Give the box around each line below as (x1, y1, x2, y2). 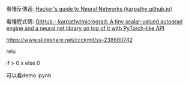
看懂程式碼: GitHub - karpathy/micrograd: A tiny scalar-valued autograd (6, 18, 183, 25)
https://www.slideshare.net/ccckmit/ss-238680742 (6, 37, 133, 43)
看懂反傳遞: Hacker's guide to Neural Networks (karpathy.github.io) (6, 5, 173, 12)
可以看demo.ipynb (6, 72, 52, 79)
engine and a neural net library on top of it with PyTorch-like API (6, 25, 165, 32)
